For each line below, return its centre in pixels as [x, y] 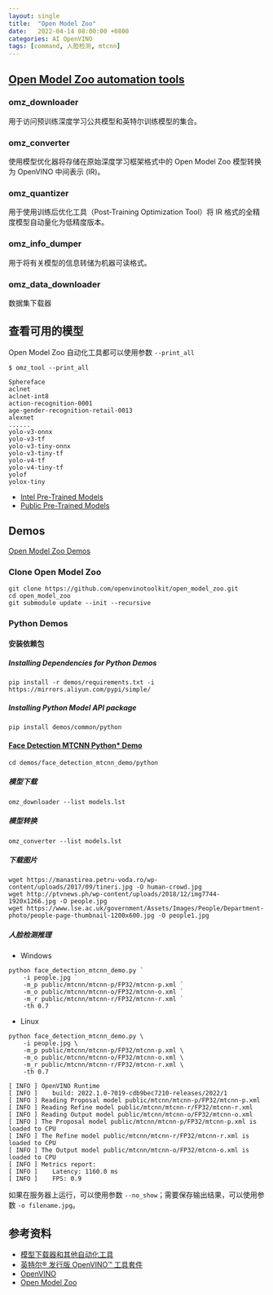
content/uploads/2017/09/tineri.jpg [70, 887]
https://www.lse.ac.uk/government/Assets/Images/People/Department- [145, 909]
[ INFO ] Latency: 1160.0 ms [63, 1172]
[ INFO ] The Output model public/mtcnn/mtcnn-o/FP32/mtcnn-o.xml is [129, 1150]
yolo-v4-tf [27, 460]
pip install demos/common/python [65, 727]
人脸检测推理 [30, 935]
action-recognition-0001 [51, 403]
